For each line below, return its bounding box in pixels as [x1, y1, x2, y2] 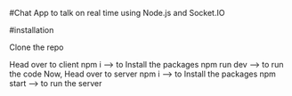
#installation [9, 25, 54, 35]
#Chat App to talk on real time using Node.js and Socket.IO [9, 8, 225, 18]
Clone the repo [9, 42, 64, 52]
